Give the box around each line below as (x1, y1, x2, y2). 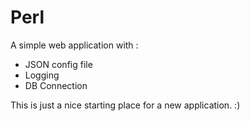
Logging (24, 69, 60, 81)
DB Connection (24, 79, 88, 91)
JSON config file (24, 58, 93, 70)
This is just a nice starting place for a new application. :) (10, 99, 241, 111)
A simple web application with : (10, 39, 139, 51)
